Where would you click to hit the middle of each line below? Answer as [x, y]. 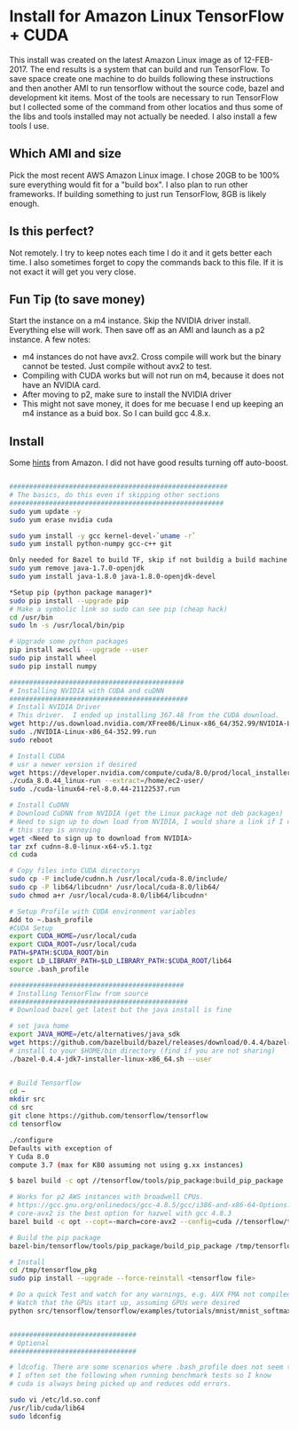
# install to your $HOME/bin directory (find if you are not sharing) [142, 1051]
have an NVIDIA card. [61, 385]
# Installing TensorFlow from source [79, 993]
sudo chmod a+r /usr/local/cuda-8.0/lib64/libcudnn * [109, 895]
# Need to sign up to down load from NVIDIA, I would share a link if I [146, 822]
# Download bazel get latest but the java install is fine [121, 1010]
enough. [24, 203]
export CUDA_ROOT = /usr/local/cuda [73, 944]
